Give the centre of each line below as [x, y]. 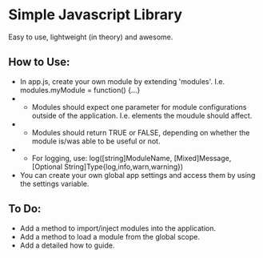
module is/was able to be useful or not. [96, 141]
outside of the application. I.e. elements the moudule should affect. [142, 115]
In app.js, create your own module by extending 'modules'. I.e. [122, 81]
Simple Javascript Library [95, 15]
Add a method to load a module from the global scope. [110, 236]
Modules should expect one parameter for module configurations [139, 107]
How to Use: [39, 62]
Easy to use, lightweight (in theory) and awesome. [91, 37]
